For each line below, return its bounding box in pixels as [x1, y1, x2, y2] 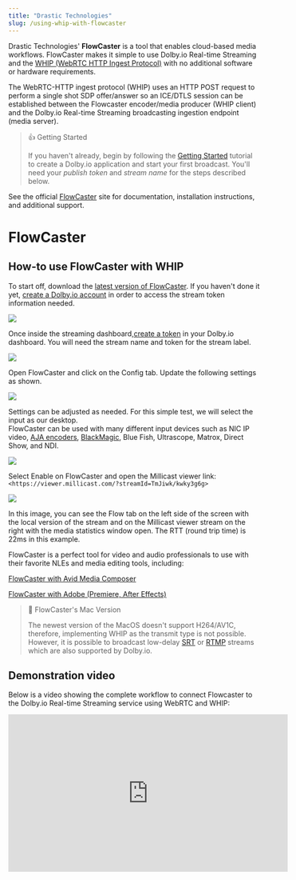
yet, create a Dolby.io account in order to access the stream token [8, 290, 225, 299]
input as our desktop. [8, 415, 78, 425]
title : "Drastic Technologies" [8, 11, 112, 20]
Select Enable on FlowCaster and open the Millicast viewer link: [8, 471, 217, 481]
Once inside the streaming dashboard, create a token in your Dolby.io [8, 329, 234, 338]
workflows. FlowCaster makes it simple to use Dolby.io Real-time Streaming [8, 50, 257, 59]
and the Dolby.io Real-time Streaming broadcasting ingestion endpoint [8, 107, 239, 117]
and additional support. [8, 200, 85, 210]
